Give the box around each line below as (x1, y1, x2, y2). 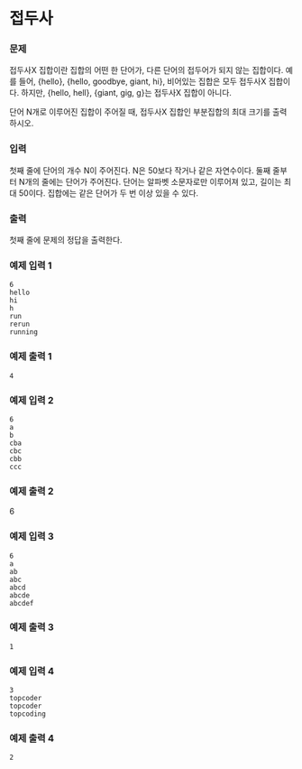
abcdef (9, 598, 34, 607)
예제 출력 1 (9, 350, 52, 363)
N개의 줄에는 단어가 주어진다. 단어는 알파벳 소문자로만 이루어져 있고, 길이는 (18, 176, 282, 187)
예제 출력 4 (9, 732, 55, 745)
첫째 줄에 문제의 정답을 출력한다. (9, 235, 124, 246)
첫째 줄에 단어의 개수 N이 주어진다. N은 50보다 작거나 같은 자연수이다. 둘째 (9, 164, 271, 176)
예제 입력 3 (9, 530, 54, 542)
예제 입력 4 (9, 664, 55, 677)
